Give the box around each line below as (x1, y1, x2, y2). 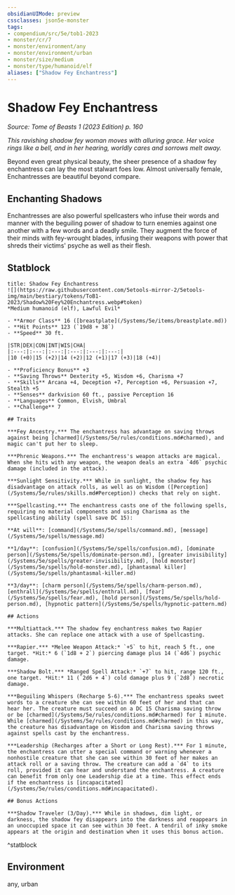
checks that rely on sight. (139, 490, 221, 497)
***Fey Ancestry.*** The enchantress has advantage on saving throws (7, 429, 215, 436)
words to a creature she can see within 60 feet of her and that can (7, 699, 215, 706)
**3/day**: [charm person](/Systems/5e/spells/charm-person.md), (7, 582, 202, 590)
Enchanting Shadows (7, 193, 102, 205)
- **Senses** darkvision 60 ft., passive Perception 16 (7, 391, 174, 398)
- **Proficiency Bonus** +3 (7, 367, 90, 374)
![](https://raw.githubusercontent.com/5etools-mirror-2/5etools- (7, 286, 206, 294)
